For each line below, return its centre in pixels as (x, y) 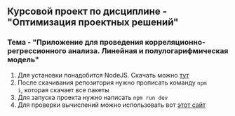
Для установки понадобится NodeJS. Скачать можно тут (103, 75)
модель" (23, 60)
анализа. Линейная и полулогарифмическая (148, 51)
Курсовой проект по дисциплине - (87, 12)
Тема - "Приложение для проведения (75, 43)
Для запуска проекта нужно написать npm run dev (93, 97)
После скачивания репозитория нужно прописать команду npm (112, 82)
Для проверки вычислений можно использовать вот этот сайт (112, 105)
